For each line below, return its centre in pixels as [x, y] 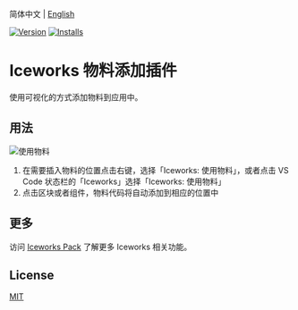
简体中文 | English [42, 14]
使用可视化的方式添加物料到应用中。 [76, 96]
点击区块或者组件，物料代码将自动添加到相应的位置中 [120, 192]
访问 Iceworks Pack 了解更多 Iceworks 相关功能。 [101, 247]
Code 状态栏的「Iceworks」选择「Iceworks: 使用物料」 [124, 181]
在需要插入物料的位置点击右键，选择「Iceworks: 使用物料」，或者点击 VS [155, 170]
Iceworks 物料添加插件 [93, 71]
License [32, 275]
